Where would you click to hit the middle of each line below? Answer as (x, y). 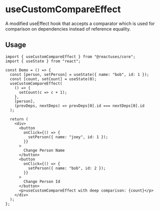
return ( (19, 119)
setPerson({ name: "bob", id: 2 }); (67, 168)
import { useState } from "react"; (43, 61)
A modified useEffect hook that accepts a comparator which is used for (80, 23)
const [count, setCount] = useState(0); (53, 79)
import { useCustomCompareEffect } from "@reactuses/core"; (71, 57)
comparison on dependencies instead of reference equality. (68, 29)
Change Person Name (44, 150)
